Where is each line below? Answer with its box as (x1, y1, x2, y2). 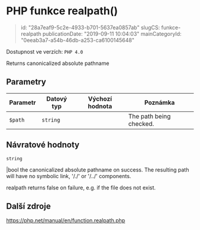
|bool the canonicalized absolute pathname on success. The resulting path (6, 166, 189, 173)
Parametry (6, 77, 46, 87)
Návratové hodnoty (6, 140, 80, 150)
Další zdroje (6, 201, 51, 211)
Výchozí (88, 94, 112, 102)
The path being (128, 112, 171, 120)
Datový (46, 94, 67, 102)
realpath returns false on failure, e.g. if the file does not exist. (6, 184, 156, 191)
